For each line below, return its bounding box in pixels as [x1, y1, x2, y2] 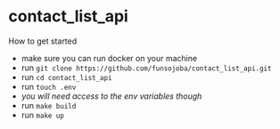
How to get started [8, 36, 78, 46]
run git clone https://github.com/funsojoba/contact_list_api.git [21, 62, 272, 73]
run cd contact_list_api [21, 71, 112, 82]
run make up [21, 109, 64, 120]
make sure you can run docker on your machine [21, 52, 198, 63]
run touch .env [21, 81, 77, 92]
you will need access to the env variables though [21, 91, 202, 101]
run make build [21, 100, 77, 110]
